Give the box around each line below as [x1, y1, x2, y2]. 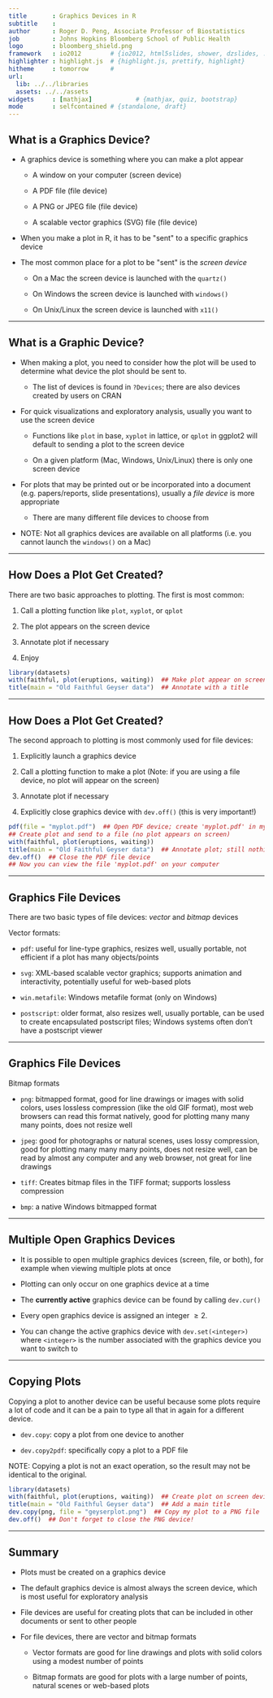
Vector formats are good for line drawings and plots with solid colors [32, 1648, 262, 1657]
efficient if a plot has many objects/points [19, 952, 160, 962]
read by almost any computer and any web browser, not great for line [19, 1152, 252, 1163]
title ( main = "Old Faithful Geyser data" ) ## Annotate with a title [8, 684, 249, 692]
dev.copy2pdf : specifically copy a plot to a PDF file [19, 1445, 188, 1455]
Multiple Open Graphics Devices [8, 1233, 175, 1247]
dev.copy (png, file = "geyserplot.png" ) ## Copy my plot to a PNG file [8, 1508, 260, 1517]
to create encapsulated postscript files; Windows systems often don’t [19, 1017, 253, 1027]
